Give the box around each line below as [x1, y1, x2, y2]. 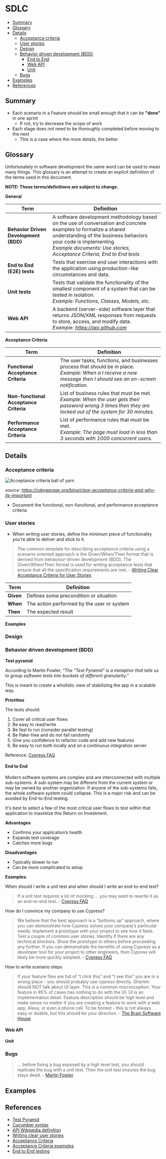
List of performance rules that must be [60, 416, 149, 423]
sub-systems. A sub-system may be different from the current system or [5, 780, 153, 786]
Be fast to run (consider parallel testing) [12, 727, 93, 733]
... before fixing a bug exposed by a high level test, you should [17, 1062, 144, 1067]
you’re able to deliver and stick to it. [12, 536, 85, 542]
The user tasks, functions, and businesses [60, 357, 158, 364]
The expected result [27, 608, 74, 615]
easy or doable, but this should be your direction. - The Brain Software [17, 1010, 161, 1016]
